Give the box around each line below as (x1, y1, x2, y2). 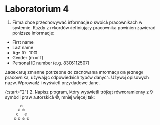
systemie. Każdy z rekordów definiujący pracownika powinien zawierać (12, 24, 156, 30)
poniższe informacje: (12, 30, 54, 36)
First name (12, 39, 34, 45)
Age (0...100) (12, 50, 38, 55)
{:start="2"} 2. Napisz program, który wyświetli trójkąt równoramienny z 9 (5, 89, 153, 95)
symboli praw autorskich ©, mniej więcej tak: (5, 94, 95, 100)
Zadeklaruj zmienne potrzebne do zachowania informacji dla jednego (5, 69, 144, 75)
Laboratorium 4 (5, 3, 69, 15)
